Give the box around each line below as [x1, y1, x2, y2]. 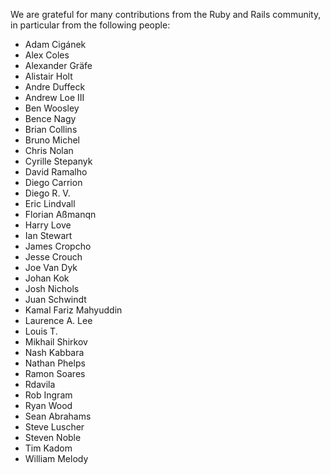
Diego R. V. [24, 187, 71, 199]
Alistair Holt [24, 70, 73, 82]
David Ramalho [24, 166, 88, 178]
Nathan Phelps [24, 357, 86, 369]
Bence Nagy [24, 113, 77, 124]
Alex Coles [24, 49, 70, 61]
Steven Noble [24, 432, 82, 443]
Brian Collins [24, 124, 78, 135]
